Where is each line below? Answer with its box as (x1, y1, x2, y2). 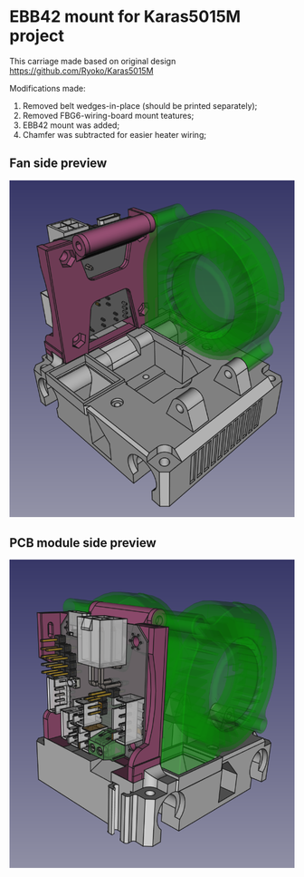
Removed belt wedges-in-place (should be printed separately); (22, 100, 258, 111)
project (9, 25, 65, 46)
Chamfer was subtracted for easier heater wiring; (22, 129, 206, 140)
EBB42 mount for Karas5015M (9, 6, 242, 27)
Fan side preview (9, 156, 108, 171)
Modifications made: (9, 83, 86, 93)
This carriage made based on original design (9, 55, 176, 66)
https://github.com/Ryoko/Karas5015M (9, 65, 154, 76)
